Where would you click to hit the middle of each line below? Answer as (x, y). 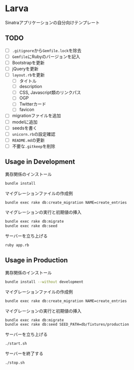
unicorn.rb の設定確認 (34, 134)
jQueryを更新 (25, 69)
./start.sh (16, 344)
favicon (27, 109)
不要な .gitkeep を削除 (34, 146)
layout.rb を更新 (28, 75)
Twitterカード (33, 104)
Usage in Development (40, 162)
